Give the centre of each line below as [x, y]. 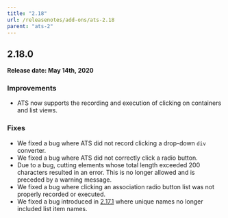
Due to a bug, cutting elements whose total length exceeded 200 [109, 165]
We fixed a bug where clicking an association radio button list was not [115, 186]
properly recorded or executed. [61, 194]
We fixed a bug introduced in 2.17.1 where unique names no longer [110, 201]
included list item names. [52, 208]
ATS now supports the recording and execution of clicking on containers [119, 103]
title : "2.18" [27, 13]
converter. [31, 150]
